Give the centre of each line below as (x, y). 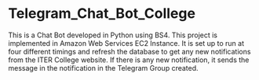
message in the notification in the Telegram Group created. (103, 68)
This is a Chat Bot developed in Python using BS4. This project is (113, 35)
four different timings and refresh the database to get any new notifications (129, 51)
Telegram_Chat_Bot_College (102, 14)
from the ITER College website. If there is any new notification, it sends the (129, 60)
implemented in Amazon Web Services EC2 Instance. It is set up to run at (126, 43)
